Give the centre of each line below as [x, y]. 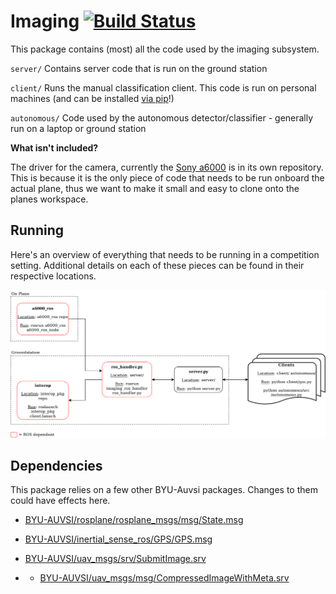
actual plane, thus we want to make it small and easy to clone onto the [155, 188]
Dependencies [56, 465]
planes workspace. [49, 199]
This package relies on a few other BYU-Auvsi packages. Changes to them [164, 490]
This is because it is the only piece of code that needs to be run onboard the [167, 177]
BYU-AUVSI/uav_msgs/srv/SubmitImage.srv [115, 559]
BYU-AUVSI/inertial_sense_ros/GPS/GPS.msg [118, 539]
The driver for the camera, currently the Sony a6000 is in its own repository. [167, 167]
